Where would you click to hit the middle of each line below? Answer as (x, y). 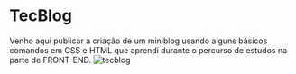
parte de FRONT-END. (51, 60)
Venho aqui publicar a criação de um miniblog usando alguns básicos (139, 41)
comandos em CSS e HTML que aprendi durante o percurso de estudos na (148, 50)
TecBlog (41, 16)
